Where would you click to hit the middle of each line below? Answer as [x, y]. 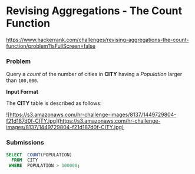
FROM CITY [25, 160]
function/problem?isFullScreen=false [51, 46]
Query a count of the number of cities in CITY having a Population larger [94, 74]
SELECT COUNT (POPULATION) [39, 155]
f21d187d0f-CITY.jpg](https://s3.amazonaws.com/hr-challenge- [83, 121]
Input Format [22, 92]
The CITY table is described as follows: [54, 103]
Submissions [25, 143]
